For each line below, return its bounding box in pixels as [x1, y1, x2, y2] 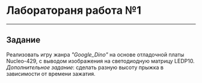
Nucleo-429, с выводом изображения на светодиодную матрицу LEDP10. [6, 57, 195, 64]
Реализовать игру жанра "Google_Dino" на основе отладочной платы [6, 51, 185, 58]
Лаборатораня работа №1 [6, 4, 141, 17]
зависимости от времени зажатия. [6, 70, 96, 77]
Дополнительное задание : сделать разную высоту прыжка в [6, 64, 164, 71]
